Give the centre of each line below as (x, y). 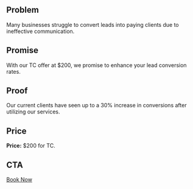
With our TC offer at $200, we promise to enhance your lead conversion (96, 65)
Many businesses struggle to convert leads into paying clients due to (93, 24)
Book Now (19, 180)
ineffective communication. (40, 31)
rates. (14, 71)
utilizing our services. (33, 112)
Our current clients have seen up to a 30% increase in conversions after (96, 105)
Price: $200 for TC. (31, 146)
